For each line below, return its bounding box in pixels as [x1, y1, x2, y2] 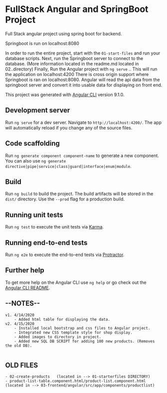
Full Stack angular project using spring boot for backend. [5, 30, 122, 36]
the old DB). [5, 343, 32, 348]
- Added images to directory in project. [14, 334, 101, 339]
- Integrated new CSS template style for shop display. [14, 330, 133, 335]
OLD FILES [5, 361, 38, 369]
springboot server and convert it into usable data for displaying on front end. [5, 81, 163, 88]
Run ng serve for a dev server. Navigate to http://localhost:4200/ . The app [5, 119, 162, 125]
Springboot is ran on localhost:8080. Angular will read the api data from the [5, 76, 161, 82]
